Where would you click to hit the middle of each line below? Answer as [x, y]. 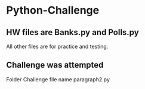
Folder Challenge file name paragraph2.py [58, 79]
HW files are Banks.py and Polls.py [72, 32]
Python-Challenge [53, 10]
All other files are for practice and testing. [57, 46]
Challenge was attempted [55, 65]
